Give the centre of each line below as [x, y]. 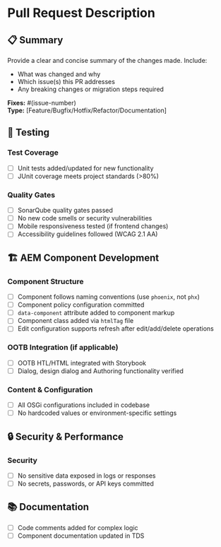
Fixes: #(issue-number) [42, 103]
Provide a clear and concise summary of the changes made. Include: [107, 60]
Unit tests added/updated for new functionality [85, 168]
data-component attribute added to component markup [96, 313]
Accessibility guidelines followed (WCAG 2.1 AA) [88, 234]
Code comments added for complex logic [78, 527]
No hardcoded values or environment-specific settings [97, 413]
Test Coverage [33, 153]
